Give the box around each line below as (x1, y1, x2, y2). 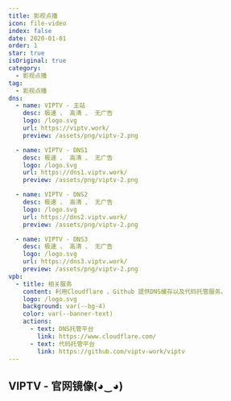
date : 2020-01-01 (8, 34, 67, 43)
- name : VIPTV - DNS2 (15, 191, 89, 199)
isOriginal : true (8, 57, 67, 65)
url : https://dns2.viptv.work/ (23, 213, 128, 221)
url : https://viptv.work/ (23, 124, 110, 132)
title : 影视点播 (8, 11, 58, 20)
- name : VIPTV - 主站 (15, 101, 86, 110)
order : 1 (8, 42, 38, 50)
